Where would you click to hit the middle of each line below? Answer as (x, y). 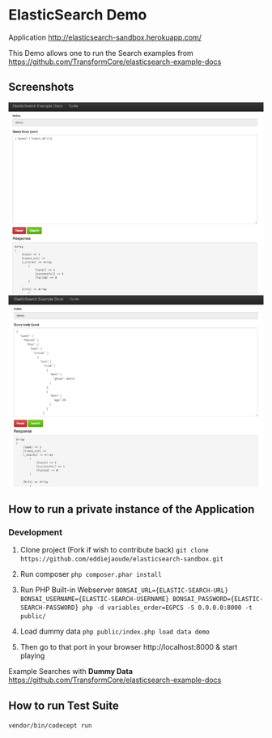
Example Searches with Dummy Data (71, 672)
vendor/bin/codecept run (50, 726)
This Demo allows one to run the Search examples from (101, 53)
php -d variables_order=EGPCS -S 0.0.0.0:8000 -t (167, 608)
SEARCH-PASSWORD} (49, 608)
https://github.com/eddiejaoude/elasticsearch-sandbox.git (122, 559)
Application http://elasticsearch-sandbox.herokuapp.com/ (105, 37)
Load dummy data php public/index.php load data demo (115, 631)
